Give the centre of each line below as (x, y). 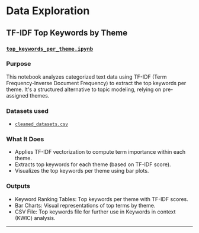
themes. (39, 95)
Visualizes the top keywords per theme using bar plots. (82, 171)
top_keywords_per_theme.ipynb (50, 49)
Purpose (19, 64)
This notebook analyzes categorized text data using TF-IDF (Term (86, 77)
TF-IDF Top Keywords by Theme (67, 33)
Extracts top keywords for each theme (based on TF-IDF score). (93, 164)
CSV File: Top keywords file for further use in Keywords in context (95, 212)
